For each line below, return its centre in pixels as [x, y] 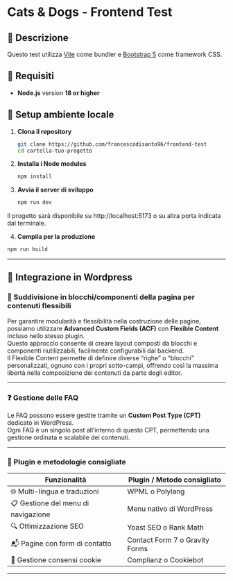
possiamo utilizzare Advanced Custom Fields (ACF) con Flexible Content [113, 328]
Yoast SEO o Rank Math [166, 527]
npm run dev [34, 203]
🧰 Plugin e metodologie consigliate [67, 462]
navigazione [31, 514]
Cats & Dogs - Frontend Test [90, 12]
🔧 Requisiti [31, 76]
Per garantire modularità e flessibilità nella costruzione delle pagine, [104, 321]
